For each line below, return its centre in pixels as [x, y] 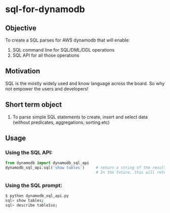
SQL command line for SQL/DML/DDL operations [63, 50]
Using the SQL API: [29, 152]
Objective [21, 28]
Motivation [23, 71]
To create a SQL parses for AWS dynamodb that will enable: [68, 40]
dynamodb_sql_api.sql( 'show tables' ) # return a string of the [78, 168]
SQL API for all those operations [46, 55]
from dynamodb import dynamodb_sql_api [47, 163]
